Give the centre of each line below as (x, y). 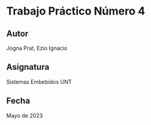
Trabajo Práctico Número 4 (76, 11)
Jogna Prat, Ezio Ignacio (37, 48)
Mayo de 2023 (25, 115)
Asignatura (28, 67)
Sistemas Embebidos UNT (39, 82)
